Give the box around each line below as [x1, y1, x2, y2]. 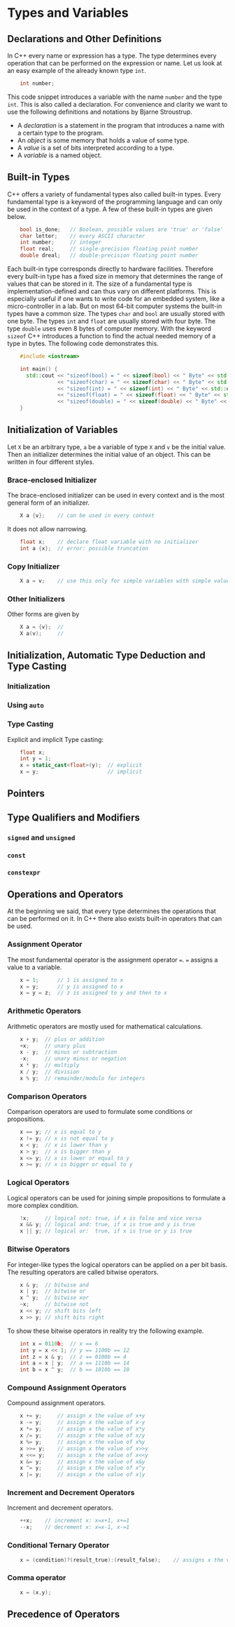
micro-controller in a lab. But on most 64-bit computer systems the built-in [7, 302, 222, 310]
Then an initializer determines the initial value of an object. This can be [7, 450, 211, 458]
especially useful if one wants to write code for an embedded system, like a [7, 295, 225, 303]
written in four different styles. [7, 458, 94, 466]
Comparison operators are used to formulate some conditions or [7, 1108, 193, 1116]
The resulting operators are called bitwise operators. [7, 1268, 159, 1276]
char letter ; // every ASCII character [20, 232, 145, 239]
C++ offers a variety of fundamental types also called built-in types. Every [7, 190, 222, 198]
